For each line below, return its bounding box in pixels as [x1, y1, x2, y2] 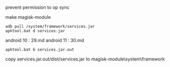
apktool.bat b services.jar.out [5, 47, 74, 52]
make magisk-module [5, 14, 51, 20]
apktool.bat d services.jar [5, 28, 66, 33]
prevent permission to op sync [5, 5, 70, 10]
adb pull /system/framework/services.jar [5, 24, 95, 29]
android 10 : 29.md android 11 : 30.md [5, 38, 84, 43]
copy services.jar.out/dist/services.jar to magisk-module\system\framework [5, 56, 165, 62]
